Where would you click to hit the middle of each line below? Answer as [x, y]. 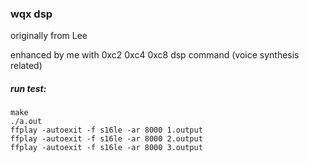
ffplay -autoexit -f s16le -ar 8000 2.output [106, 139]
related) [26, 66]
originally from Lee [49, 36]
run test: [28, 88]
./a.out [26, 122]
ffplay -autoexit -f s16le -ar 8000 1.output [106, 130]
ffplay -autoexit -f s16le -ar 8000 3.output [106, 148]
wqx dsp [31, 14]
